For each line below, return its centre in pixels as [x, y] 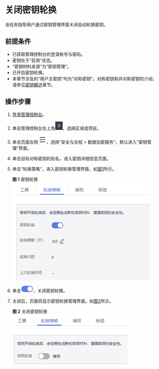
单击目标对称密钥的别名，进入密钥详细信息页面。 [61, 158]
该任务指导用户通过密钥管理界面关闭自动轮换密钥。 [57, 24]
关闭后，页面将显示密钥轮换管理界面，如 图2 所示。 [63, 301]
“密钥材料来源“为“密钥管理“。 [42, 66]
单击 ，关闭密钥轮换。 [40, 290]
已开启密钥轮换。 [29, 72]
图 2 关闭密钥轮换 [30, 311]
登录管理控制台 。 [29, 114]
